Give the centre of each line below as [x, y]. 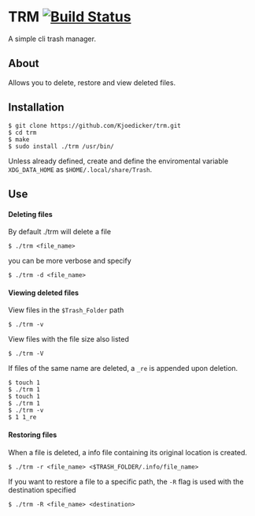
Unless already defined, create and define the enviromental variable [118, 161]
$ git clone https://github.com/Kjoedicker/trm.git [94, 125]
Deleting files [30, 214]
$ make [19, 139]
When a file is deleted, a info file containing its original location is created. [128, 452]
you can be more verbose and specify [70, 261]
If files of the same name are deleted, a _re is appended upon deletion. [123, 368]
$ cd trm [22, 133]
